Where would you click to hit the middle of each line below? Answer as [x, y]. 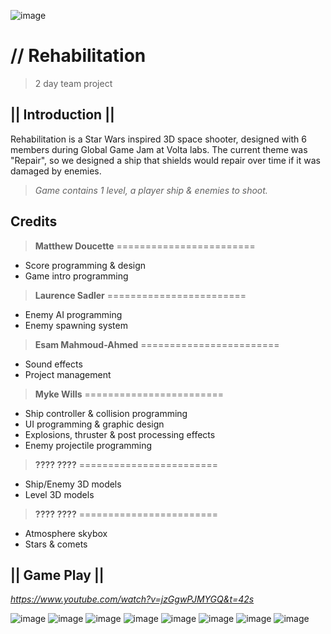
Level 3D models [59, 494]
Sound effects [53, 364]
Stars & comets [56, 544]
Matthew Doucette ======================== [145, 246]
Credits [34, 221]
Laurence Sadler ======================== [140, 295]
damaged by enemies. [56, 171]
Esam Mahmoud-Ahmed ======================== [157, 344]
